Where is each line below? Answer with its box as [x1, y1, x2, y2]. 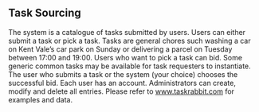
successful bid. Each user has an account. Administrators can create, [8, 78, 237, 87]
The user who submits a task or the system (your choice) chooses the [8, 69, 238, 79]
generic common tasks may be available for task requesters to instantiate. [8, 61, 251, 71]
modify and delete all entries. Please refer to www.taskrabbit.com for [8, 87, 235, 96]
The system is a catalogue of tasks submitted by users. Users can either [8, 27, 245, 37]
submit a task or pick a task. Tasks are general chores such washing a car [8, 36, 251, 45]
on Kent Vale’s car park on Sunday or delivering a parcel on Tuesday [8, 44, 233, 54]
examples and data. [8, 95, 73, 104]
